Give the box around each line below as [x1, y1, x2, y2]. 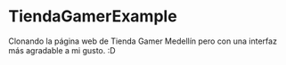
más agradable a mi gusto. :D [8, 45, 117, 55]
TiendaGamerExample [8, 6, 177, 27]
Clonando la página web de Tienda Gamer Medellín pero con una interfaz [8, 36, 278, 46]
